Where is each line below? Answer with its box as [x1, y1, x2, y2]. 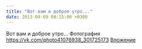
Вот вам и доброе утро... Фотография [6, 30, 100, 37]
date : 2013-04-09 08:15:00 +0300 [6, 14, 88, 20]
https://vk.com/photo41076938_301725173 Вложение [6, 36, 136, 43]
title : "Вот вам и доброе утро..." [6, 8, 93, 15]
